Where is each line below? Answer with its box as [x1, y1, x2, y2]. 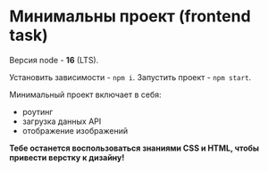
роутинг [21, 106, 54, 117]
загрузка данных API [21, 116, 102, 127]
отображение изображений [21, 125, 129, 135]
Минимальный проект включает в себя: [9, 89, 163, 100]
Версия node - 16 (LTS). [9, 54, 99, 65]
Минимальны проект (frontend [9, 6, 252, 27]
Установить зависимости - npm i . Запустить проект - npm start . [9, 71, 252, 82]
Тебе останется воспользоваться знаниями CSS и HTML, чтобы [9, 143, 260, 153]
